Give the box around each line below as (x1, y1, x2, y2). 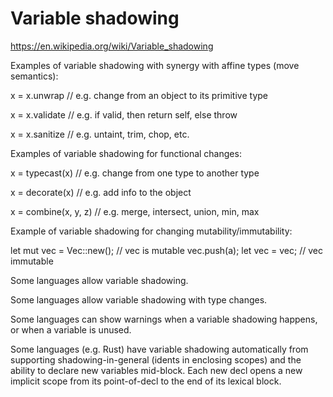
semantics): (10, 70, 59, 82)
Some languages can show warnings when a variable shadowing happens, (10, 313, 318, 325)
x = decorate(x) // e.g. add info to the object (10, 186, 192, 198)
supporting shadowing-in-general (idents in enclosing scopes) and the (10, 353, 302, 366)
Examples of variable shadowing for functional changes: (10, 147, 242, 159)
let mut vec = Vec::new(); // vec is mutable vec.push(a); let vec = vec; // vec (10, 244, 323, 256)
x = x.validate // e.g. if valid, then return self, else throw (10, 108, 238, 121)
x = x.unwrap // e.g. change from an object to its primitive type (10, 89, 268, 101)
